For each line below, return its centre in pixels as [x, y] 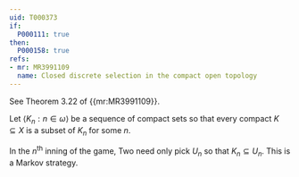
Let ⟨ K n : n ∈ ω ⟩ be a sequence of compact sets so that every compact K [144, 119]
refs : [19, 59]
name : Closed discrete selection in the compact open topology [137, 76]
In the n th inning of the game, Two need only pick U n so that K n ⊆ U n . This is [150, 151]
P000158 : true [43, 51]
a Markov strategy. [44, 163]
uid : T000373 [33, 17]
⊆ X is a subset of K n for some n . [70, 131]
